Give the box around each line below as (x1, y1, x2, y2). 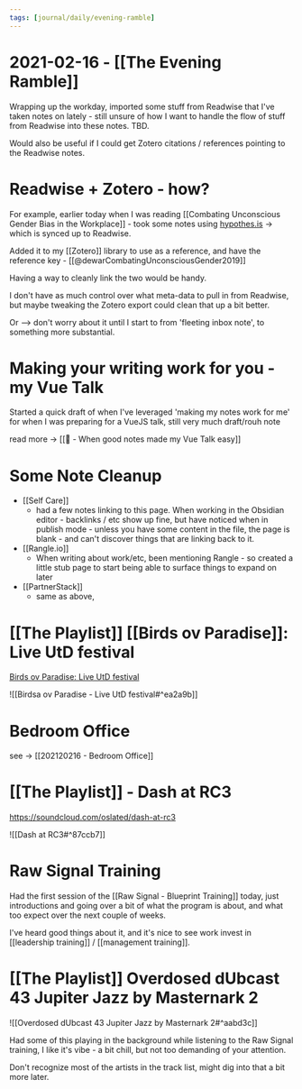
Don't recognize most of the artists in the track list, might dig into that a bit (9, 1062, 286, 1073)
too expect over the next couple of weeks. (9, 910, 167, 920)
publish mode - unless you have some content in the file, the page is (35, 524, 290, 535)
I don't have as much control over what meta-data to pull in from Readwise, (9, 289, 289, 300)
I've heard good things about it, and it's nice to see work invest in (9, 928, 252, 938)
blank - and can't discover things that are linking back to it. (35, 534, 255, 544)
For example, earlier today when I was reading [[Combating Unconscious (9, 208, 281, 219)
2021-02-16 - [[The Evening (9, 51, 223, 72)
